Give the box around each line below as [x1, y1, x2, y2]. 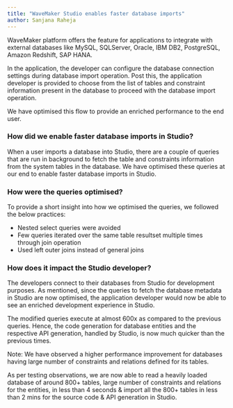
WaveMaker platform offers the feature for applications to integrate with [7, 35, 214, 44]
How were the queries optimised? [7, 187, 123, 197]
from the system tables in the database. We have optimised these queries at [7, 162, 225, 170]
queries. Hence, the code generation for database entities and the [7, 322, 197, 330]
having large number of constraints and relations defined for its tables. [7, 357, 209, 366]
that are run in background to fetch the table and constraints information [7, 154, 214, 163]
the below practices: [7, 210, 66, 219]
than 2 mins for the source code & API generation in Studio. [7, 393, 177, 402]
